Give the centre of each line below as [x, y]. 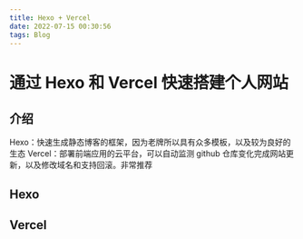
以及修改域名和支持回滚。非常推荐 [88, 165]
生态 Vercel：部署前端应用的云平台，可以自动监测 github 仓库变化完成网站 [148, 154]
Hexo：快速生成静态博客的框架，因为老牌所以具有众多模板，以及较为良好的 [150, 143]
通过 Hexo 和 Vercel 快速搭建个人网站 [149, 82]
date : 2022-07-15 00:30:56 [60, 26]
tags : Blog [30, 35]
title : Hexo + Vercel [50, 18]
